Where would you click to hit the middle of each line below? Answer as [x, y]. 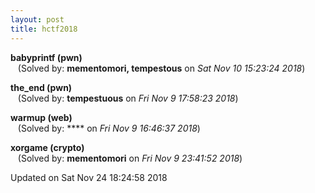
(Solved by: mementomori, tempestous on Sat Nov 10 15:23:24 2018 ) [161, 68]
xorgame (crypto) [47, 147]
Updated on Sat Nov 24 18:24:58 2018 [89, 177]
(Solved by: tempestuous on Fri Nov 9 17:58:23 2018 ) [128, 98]
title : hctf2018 [44, 29]
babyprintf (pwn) [46, 57]
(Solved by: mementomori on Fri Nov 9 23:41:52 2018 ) [130, 158]
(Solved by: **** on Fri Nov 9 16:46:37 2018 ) [109, 128]
